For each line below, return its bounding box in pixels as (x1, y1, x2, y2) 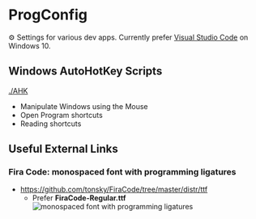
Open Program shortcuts (19, 110, 103, 120)
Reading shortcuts (19, 119, 82, 128)
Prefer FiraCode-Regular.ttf (32, 193, 126, 203)
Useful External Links (8, 142, 119, 156)
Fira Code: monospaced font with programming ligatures (8, 166, 237, 178)
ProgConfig (8, 6, 87, 24)
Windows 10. (8, 40, 51, 50)
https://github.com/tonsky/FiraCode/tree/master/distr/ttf (19, 184, 208, 195)
